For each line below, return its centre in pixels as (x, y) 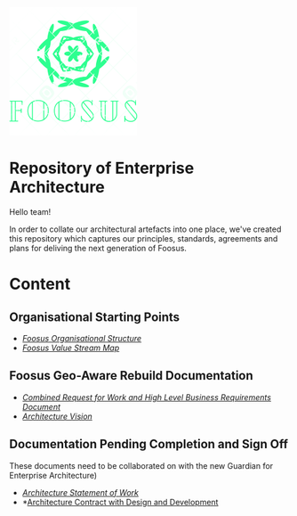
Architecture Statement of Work (80, 492)
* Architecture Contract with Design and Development (120, 502)
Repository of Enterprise (102, 168)
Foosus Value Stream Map (71, 348)
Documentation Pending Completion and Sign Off (149, 444)
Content (40, 284)
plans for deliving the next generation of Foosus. (98, 248)
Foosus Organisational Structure (82, 338)
